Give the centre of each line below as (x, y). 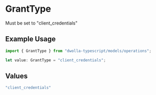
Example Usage (31, 39)
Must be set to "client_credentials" (42, 23)
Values (17, 76)
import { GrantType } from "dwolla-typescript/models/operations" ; (79, 51)
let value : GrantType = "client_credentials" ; (56, 60)
